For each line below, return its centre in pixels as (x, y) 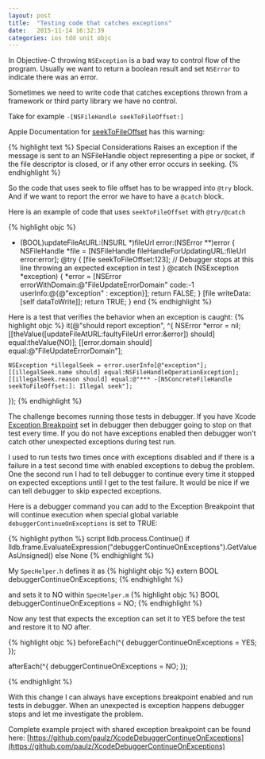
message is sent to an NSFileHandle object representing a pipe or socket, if (132, 156)
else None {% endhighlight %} (105, 556)
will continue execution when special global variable (93, 515)
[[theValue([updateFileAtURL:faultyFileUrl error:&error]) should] (112, 334)
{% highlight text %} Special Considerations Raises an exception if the (123, 147)
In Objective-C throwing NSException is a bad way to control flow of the (124, 60)
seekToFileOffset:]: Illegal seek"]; (71, 386)
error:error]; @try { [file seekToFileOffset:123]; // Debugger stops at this (136, 260)
